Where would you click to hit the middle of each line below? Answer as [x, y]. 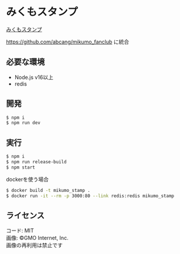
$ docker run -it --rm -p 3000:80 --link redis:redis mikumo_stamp [90, 196]
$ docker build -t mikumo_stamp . [48, 190]
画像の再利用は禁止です [34, 245]
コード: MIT [20, 231]
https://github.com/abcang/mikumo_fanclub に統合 [68, 42]
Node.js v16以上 [34, 77]
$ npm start [21, 167]
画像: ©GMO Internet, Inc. [37, 238]
